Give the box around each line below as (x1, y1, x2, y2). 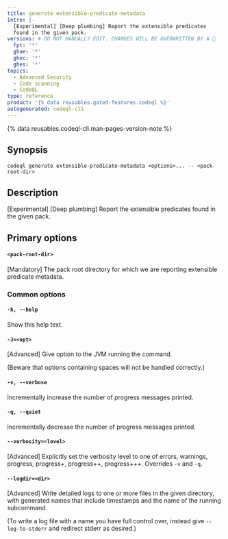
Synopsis (7, 145, 48, 156)
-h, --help (7, 306, 38, 314)
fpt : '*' (13, 42, 38, 49)
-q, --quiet (7, 409, 41, 416)
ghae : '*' (13, 49, 41, 55)
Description (7, 186, 58, 199)
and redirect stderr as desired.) (49, 525, 137, 533)
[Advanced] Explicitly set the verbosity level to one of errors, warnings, (7, 452, 208, 460)
